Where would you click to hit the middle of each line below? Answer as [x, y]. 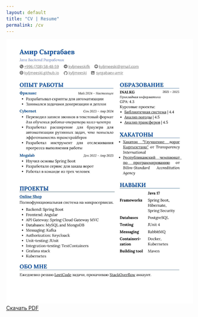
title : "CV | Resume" [33, 19]
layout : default [26, 12]
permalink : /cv [25, 25]
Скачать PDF [23, 308]
